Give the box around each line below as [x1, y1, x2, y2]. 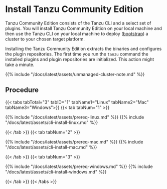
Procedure [5, 86, 39, 94]
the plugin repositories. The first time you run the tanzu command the [5, 51, 149, 57]
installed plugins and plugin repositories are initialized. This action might [5, 56, 154, 62]
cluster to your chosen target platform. [5, 36, 85, 42]
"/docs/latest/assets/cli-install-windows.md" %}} [5, 168, 107, 174]
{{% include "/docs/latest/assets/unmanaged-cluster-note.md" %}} [5, 71, 145, 77]
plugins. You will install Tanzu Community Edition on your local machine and [5, 25, 162, 31]
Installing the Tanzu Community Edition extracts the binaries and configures [5, 45, 162, 51]
